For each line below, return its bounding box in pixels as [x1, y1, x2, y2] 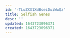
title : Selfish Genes [5, 12, 50, 17]
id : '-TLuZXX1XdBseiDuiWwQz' [5, 7, 66, 12]
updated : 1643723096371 [5, 21, 55, 26]
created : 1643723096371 [5, 26, 55, 31]
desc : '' [5, 16, 23, 21]
